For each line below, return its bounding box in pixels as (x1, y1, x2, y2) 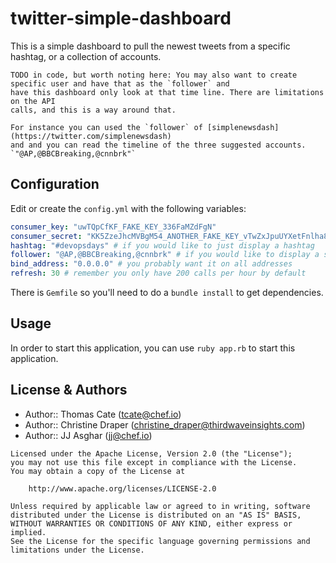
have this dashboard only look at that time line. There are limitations (10, 87, 325, 97)
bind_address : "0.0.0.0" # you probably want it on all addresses (10, 259, 293, 269)
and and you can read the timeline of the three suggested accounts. (10, 140, 307, 150)
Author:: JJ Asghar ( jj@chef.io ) (24, 429, 153, 441)
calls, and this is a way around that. (10, 105, 177, 115)
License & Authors (10, 382, 128, 399)
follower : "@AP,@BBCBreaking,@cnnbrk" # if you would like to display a (10, 250, 320, 260)
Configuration (10, 176, 100, 193)
